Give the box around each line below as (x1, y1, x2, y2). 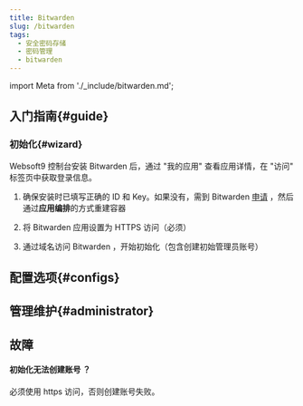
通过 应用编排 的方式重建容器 (22, 202, 127, 213)
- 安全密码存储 (17, 38, 67, 48)
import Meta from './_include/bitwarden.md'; (9, 81, 175, 91)
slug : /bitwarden (9, 22, 75, 31)
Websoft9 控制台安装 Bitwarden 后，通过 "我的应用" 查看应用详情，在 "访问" (9, 160, 294, 171)
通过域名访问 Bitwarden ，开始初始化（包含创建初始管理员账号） (22, 241, 264, 252)
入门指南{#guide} (9, 109, 109, 124)
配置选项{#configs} (9, 270, 120, 285)
